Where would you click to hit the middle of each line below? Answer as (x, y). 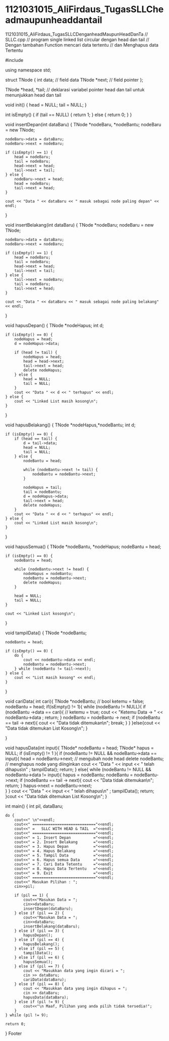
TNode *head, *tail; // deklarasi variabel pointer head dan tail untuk (75, 89)
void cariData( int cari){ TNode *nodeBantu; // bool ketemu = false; (75, 701)
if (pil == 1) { (32, 895)
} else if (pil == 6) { (39, 957)
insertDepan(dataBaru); (48, 909)
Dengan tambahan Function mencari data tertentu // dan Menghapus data (82, 45)
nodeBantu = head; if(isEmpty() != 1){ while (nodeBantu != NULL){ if (76, 706)
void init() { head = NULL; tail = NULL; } (46, 104)
